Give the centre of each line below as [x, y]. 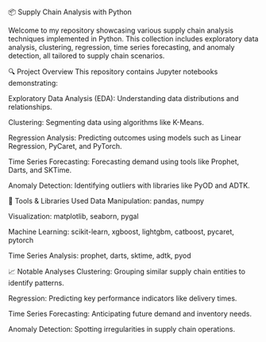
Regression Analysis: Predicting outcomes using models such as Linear [125, 138]
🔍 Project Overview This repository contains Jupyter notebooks [113, 72]
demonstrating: [33, 83]
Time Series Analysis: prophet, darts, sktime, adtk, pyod [100, 255]
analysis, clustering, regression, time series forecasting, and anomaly [121, 47]
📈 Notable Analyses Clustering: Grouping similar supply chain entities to [127, 271]
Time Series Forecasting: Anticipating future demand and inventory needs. [130, 314]
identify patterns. [37, 283]
